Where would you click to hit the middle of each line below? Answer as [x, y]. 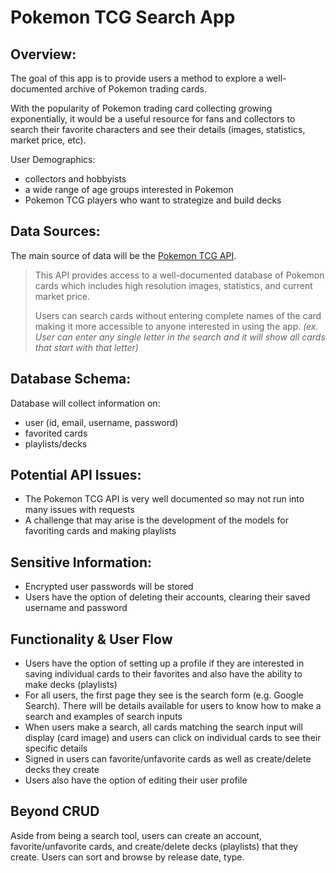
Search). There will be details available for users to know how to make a [173, 706]
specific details [56, 748]
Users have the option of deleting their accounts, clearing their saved [167, 597]
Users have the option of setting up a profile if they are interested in [164, 663]
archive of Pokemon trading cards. [135, 89]
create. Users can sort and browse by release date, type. [127, 857]
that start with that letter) [86, 347]
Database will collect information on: [85, 403]
